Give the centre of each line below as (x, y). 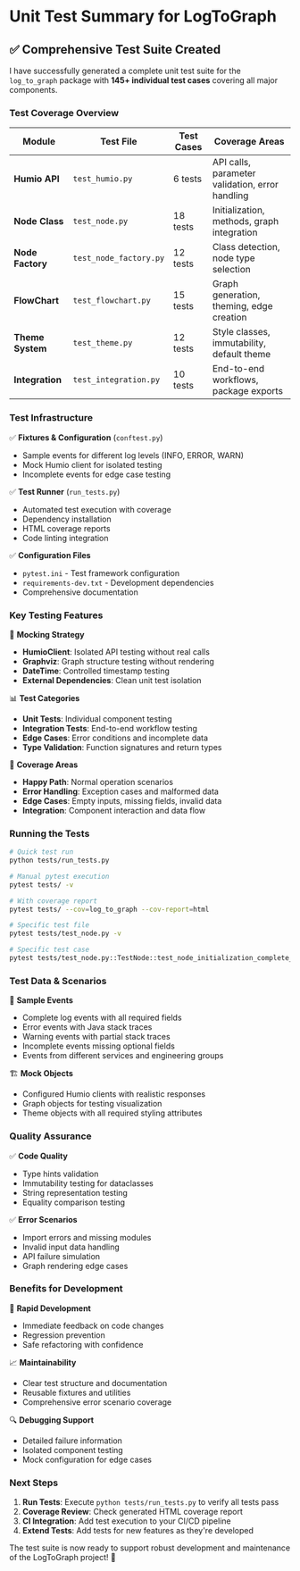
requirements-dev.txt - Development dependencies (118, 582)
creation (229, 317)
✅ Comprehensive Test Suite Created (115, 50)
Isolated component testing (72, 1450)
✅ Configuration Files (50, 555)
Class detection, (246, 247)
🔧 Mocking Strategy (47, 634)
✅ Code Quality (39, 1156)
